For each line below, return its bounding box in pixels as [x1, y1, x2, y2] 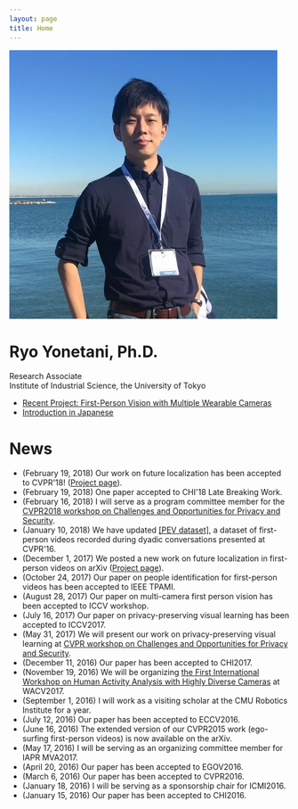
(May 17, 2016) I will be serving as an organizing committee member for [21, 743, 284, 754]
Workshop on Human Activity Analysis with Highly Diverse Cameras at [21, 676, 280, 687]
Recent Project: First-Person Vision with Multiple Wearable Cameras [21, 398, 272, 409]
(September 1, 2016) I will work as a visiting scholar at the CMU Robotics [21, 696, 288, 706]
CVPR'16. [21, 544, 56, 555]
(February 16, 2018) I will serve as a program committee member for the [21, 496, 286, 508]
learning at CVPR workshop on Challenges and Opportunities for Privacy [21, 639, 288, 649]
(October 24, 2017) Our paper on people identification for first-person [21, 572, 278, 583]
